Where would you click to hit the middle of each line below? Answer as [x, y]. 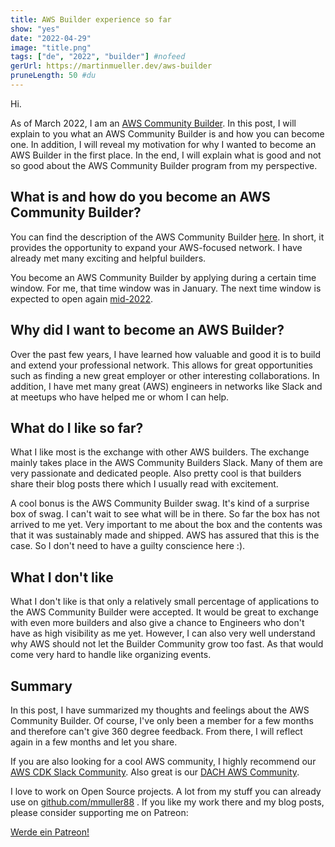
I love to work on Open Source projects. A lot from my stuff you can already [166, 791]
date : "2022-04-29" [51, 38]
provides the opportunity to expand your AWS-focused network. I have [156, 247]
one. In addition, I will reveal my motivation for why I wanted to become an [163, 144]
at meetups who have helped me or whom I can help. [120, 397]
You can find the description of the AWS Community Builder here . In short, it [167, 237]
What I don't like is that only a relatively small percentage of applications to [165, 602]
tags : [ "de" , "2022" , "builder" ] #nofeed [98, 57]
